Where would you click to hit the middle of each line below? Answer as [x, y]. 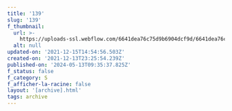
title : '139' [26, 13]
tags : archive [28, 97]
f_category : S [28, 78]
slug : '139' [24, 20]
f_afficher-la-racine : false [49, 84]
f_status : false [30, 71]
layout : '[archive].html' [44, 90]
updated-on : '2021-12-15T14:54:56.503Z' [66, 52]
